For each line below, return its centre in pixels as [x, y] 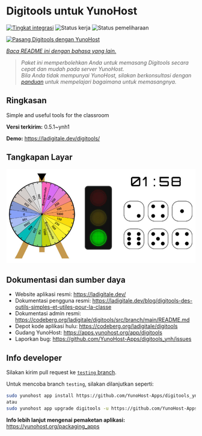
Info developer [34, 358]
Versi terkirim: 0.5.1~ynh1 [38, 127]
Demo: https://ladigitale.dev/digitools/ [53, 138]
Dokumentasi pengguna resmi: [53, 301]
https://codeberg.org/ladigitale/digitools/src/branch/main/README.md [102, 320]
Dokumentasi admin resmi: [48, 313]
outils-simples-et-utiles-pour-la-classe [63, 307]
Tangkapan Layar [39, 157]
